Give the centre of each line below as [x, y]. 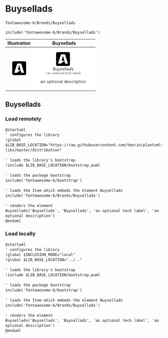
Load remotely [23, 118]
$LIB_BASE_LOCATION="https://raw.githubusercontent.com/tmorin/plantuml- [85, 145]
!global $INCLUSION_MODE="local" [40, 255]
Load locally [20, 233]
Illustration [19, 43]
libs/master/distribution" [34, 150]
